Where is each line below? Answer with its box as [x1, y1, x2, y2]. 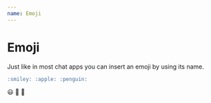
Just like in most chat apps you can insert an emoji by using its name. [7, 62, 205, 71]
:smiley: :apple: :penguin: [7, 76, 88, 82]
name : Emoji [7, 10, 41, 17]
